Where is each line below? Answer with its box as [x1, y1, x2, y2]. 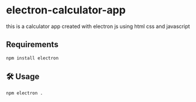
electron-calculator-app [6, 3, 126, 17]
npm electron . [6, 90, 43, 96]
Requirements [6, 40, 59, 50]
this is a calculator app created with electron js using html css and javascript [6, 23, 190, 30]
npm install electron [6, 55, 59, 61]
